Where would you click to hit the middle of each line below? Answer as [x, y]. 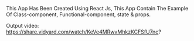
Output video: [23, 26]
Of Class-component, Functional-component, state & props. [79, 14]
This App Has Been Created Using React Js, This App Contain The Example [97, 8]
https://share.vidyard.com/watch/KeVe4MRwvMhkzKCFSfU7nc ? [84, 32]
